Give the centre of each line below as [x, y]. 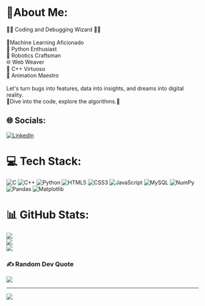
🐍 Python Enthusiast [32, 49]
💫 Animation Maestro [33, 75]
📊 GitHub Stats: [48, 215]
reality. [15, 95]
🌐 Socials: [26, 121]
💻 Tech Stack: [44, 161]
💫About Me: [37, 13]
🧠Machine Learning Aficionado [45, 42]
